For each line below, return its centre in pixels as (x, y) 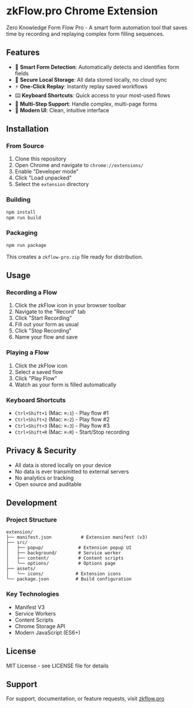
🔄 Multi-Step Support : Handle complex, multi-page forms (86, 104)
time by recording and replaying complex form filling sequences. (85, 33)
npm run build (24, 218)
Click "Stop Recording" (43, 331)
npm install (21, 212)
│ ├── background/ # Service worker (63, 553)
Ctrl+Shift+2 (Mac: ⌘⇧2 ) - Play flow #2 (62, 419)
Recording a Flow (32, 292)
